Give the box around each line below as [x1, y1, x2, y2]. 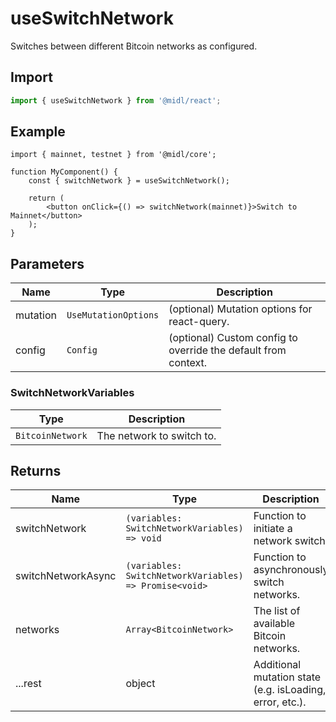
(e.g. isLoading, [253, 683, 327, 697]
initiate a [253, 522, 293, 536]
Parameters [10, 255, 85, 272]
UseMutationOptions [66, 310, 160, 321]
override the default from [168, 343, 287, 357]
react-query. [168, 315, 230, 329]
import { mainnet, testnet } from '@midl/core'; [10, 150, 217, 160]
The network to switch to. [96, 428, 217, 442]
